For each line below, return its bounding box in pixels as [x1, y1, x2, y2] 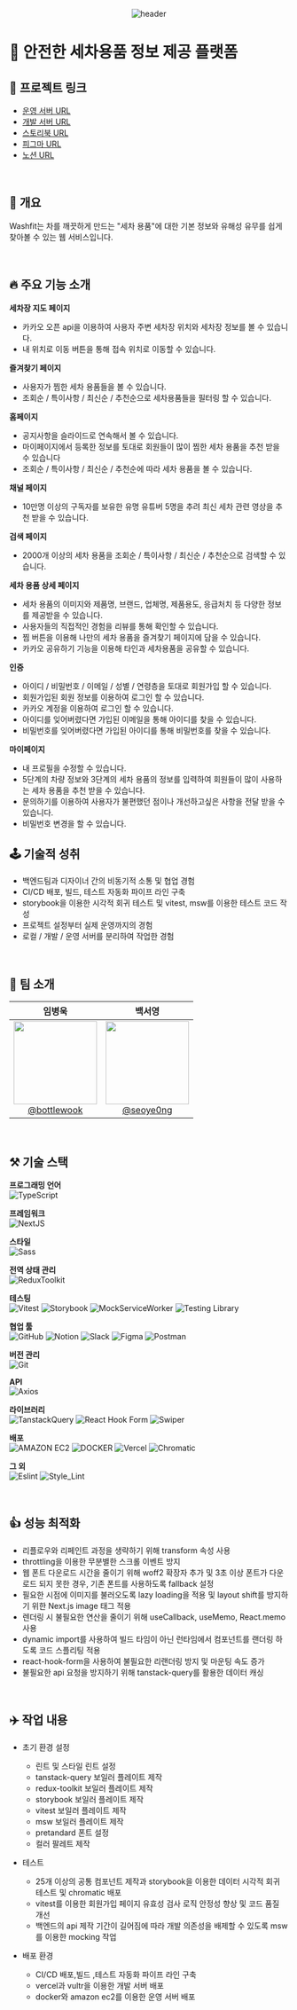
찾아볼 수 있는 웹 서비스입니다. [9, 232, 113, 242]
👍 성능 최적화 [9, 1516, 81, 1531]
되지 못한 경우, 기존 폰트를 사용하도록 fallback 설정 [38, 1578, 215, 1589]
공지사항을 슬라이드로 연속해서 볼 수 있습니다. [21, 430, 179, 441]
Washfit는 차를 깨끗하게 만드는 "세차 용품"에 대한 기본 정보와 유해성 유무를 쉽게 [9, 220, 283, 231]
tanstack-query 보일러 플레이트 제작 [35, 1771, 162, 1782]
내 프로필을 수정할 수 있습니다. [21, 763, 127, 773]
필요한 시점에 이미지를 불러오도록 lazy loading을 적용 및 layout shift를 [21, 1589, 265, 1600]
